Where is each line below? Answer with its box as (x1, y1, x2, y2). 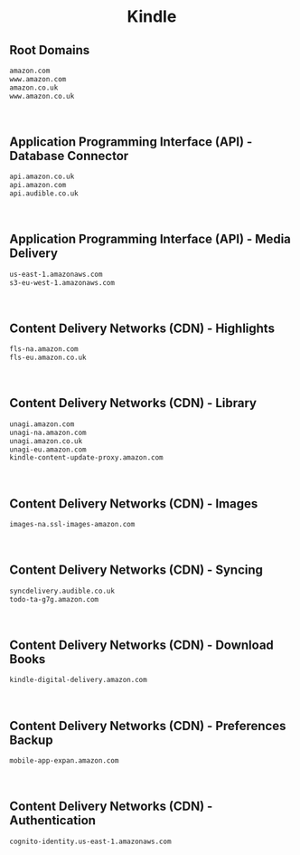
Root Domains (9, 43, 90, 58)
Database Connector (9, 147, 129, 164)
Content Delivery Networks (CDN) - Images (9, 496, 258, 511)
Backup (9, 732, 53, 747)
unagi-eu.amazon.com (9, 445, 88, 454)
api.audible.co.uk (9, 189, 79, 198)
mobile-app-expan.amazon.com (9, 756, 119, 765)
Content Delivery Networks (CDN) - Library (9, 395, 258, 411)
